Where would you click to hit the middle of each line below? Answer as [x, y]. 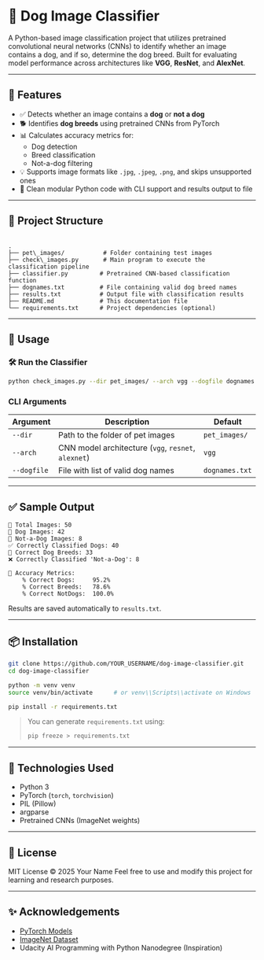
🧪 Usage [29, 339]
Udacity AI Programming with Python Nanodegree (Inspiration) [121, 947]
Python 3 [34, 787]
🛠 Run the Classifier [48, 362]
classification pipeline [49, 267]
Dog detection [54, 146]
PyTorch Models [46, 931]
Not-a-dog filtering [62, 163]
